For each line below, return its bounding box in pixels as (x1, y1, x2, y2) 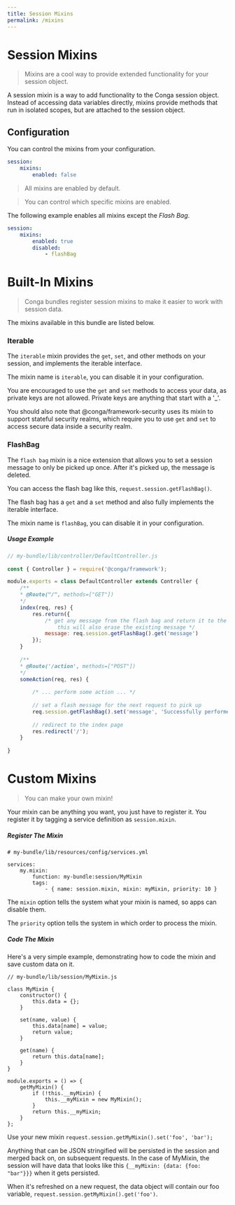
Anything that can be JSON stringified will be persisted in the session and (7, 1146, 220, 1155)
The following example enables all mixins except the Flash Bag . (7, 211, 190, 219)
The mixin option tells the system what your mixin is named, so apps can (7, 898, 217, 906)
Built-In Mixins (7, 274, 94, 291)
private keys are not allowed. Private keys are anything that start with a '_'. (7, 393, 221, 403)
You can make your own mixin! (24, 794, 113, 802)
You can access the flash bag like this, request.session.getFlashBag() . (7, 484, 212, 492)
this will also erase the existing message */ (57, 624, 196, 631)
